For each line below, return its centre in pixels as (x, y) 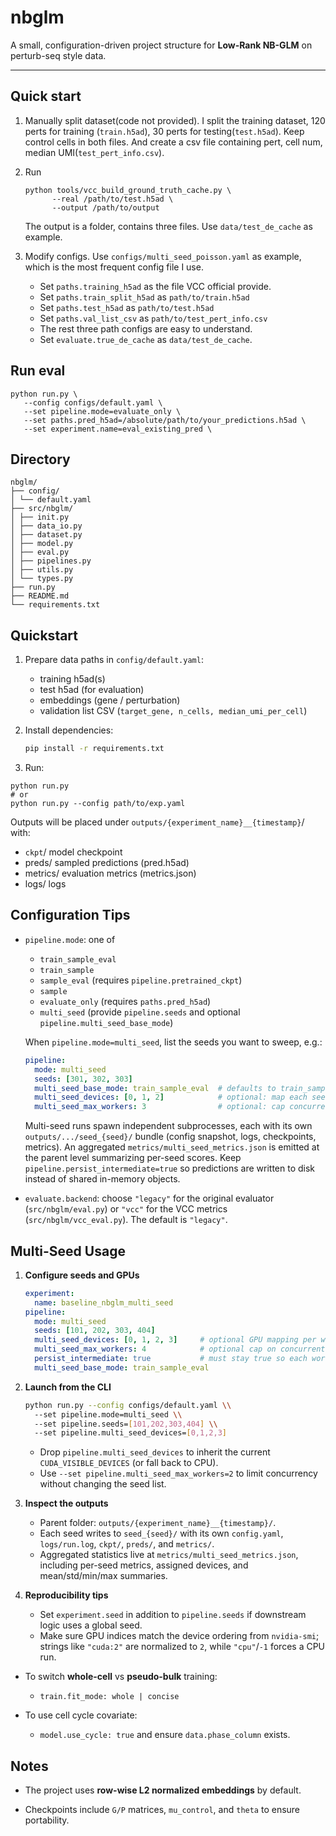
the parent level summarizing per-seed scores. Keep (133, 1158)
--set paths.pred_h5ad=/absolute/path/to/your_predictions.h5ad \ (165, 420)
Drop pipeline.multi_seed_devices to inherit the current (155, 1452)
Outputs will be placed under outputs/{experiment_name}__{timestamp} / (157, 822)
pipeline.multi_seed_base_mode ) (106, 1022)
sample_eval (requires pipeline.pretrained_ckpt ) (141, 980)
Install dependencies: (69, 730)
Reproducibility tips (66, 1595)
